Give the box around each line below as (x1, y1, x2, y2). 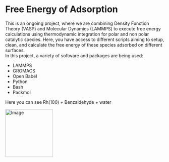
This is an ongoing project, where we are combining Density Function (5, 20, 150, 26)
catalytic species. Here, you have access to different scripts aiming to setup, (5, 36, 164, 43)
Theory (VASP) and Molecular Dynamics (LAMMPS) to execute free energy (5, 25, 161, 31)
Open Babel (12, 73, 37, 79)
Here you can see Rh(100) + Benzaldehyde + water (5, 99, 111, 105)
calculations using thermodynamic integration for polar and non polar (5, 31, 149, 37)
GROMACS (12, 67, 35, 74)
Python (12, 78, 28, 85)
